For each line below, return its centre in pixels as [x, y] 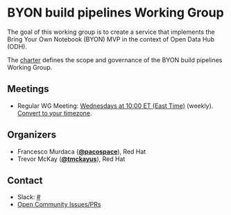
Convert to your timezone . [54, 113]
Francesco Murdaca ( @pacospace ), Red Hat [82, 151]
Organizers [32, 135]
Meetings [28, 89]
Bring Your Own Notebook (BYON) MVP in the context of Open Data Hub [111, 39]
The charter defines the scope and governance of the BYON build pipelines [115, 59]
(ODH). [17, 46]
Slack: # [29, 197]
